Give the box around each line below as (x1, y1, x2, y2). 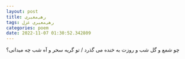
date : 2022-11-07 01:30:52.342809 (6, 30, 92, 36)
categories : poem (6, 25, 49, 31)
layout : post (6, 8, 38, 15)
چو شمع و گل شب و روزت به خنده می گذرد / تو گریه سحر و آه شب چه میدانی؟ (6, 46, 180, 53)
